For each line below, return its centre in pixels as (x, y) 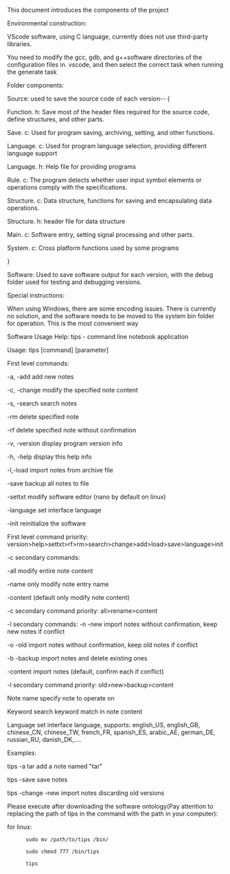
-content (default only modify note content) (69, 597)
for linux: (20, 827)
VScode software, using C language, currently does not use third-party (108, 37)
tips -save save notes (37, 780)
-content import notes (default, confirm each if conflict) (85, 672)
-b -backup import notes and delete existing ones (77, 658)
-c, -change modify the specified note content (73, 390)
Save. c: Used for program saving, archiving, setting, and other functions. (111, 133)
